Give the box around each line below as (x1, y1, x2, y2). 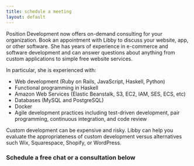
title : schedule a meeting (6, 8, 72, 15)
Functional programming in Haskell (14, 84, 98, 91)
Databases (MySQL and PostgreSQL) (14, 96, 104, 103)
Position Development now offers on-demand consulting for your (6, 30, 162, 37)
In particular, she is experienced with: (6, 66, 96, 73)
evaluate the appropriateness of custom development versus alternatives (6, 133, 182, 140)
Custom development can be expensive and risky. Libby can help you (6, 127, 174, 134)
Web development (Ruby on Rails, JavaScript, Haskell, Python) (14, 77, 165, 85)
